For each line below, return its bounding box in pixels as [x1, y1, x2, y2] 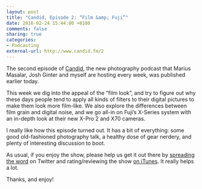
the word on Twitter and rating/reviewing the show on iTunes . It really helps [6, 158, 194, 165]
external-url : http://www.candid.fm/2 [6, 48, 104, 54]
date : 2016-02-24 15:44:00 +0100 [6, 20, 91, 26]
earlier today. [6, 77, 39, 85]
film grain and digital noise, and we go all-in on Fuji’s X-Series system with [6, 108, 192, 115]
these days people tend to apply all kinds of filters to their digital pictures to [6, 95, 195, 103]
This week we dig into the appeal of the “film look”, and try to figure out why [6, 89, 196, 97]
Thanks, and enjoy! [6, 176, 54, 183]
